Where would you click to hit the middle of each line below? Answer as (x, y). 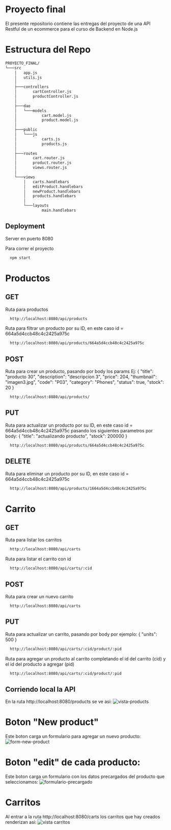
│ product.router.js (43, 163)
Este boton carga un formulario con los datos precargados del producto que (85, 776)
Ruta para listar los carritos (34, 540)
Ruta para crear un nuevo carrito (39, 596)
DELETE (18, 461)
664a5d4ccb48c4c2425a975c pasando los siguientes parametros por (79, 430)
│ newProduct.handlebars (52, 191)
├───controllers (32, 87)
